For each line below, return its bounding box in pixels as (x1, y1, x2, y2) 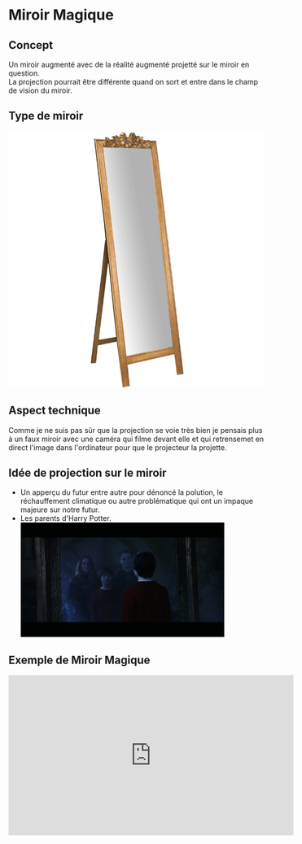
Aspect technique (8, 404, 101, 418)
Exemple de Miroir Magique (8, 653, 151, 667)
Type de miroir (8, 109, 84, 123)
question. (8, 68, 41, 78)
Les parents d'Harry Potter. (20, 514, 112, 523)
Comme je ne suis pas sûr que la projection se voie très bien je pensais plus (8, 425, 263, 435)
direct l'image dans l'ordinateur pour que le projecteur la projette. (8, 442, 228, 453)
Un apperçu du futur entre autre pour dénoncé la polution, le (20, 488, 224, 497)
